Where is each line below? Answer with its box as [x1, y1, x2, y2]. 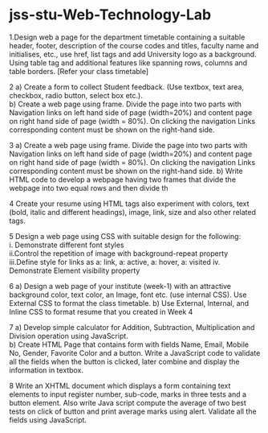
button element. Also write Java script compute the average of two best [9, 398, 247, 407]
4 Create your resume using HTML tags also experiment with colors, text [9, 199, 250, 208]
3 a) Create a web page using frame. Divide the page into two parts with [9, 140, 248, 150]
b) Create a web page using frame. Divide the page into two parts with [9, 99, 242, 109]
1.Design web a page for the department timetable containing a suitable [9, 32, 246, 42]
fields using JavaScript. [9, 414, 87, 424]
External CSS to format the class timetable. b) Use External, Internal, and [9, 298, 250, 307]
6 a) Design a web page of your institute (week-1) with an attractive [9, 281, 232, 291]
